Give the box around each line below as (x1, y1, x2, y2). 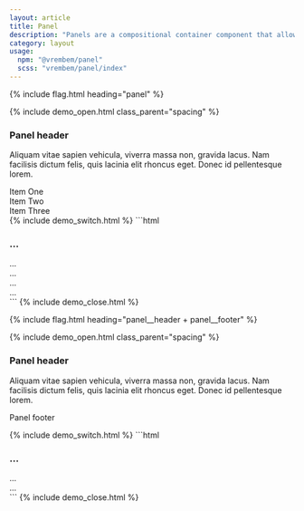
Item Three (9, 206, 51, 217)
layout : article (9, 13, 71, 23)
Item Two (9, 196, 44, 207)
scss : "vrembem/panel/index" (17, 64, 128, 73)
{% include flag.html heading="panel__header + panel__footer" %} (9, 314, 258, 325)
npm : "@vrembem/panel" (17, 55, 103, 64)
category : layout (9, 38, 75, 48)
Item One (9, 187, 43, 198)
